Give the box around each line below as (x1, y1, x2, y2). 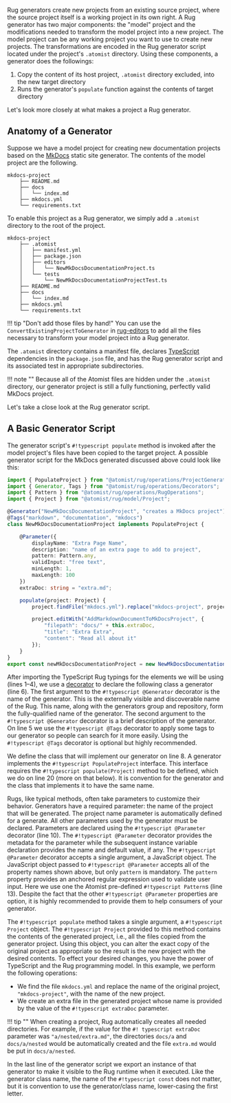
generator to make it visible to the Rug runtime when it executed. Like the (7, 1067, 214, 1076)
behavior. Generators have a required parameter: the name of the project (7, 802, 213, 810)
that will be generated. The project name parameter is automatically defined (7, 809, 222, 818)
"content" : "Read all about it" (43, 635, 137, 642)
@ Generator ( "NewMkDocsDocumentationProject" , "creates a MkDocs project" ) (7, 508, 226, 515)
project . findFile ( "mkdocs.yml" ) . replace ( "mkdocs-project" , (32, 603, 205, 610)
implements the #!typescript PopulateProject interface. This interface (7, 759, 208, 768)
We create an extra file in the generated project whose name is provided (16, 997, 222, 1005)
